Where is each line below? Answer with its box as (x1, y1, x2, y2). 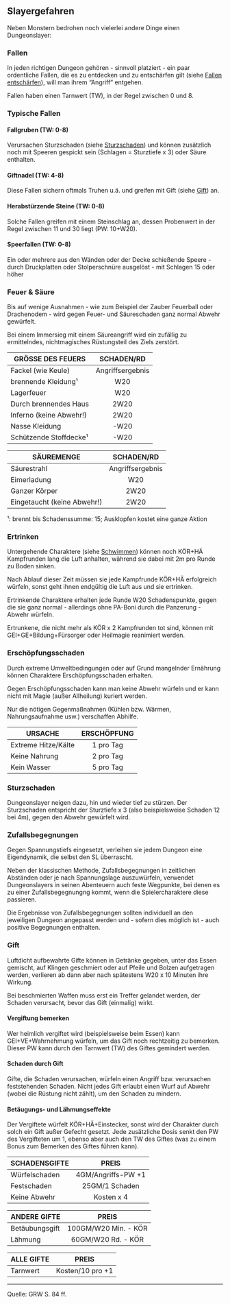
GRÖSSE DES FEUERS (13, 354, 86, 364)
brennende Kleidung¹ (10, 377, 79, 387)
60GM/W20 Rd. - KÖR (71, 1235, 144, 1244)
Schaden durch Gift (7, 1059, 64, 1068)
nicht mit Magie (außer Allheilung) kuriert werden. (7, 692, 147, 700)
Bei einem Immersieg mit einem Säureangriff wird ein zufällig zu (7, 330, 187, 339)
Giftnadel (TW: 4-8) (7, 171, 64, 179)
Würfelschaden (10, 1170, 60, 1180)
